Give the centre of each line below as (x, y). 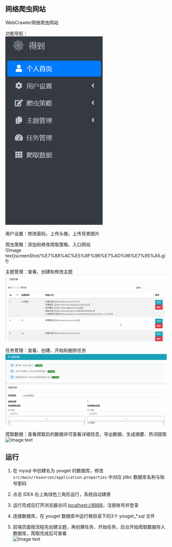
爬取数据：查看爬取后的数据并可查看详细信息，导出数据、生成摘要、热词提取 (86, 434)
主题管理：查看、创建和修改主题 (39, 271)
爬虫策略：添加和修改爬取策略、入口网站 (48, 244)
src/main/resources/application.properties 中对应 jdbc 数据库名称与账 (89, 477)
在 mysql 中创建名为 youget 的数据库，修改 (58, 470)
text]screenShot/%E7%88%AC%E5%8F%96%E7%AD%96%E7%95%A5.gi (85, 255)
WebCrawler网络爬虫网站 (32, 23)
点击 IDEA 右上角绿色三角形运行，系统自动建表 (62, 494)
